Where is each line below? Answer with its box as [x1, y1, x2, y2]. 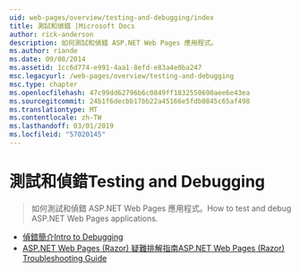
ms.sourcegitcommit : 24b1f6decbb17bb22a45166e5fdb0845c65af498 [9, 96, 251, 106]
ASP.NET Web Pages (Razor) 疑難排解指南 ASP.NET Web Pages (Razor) [21, 242, 285, 253]
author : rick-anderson [9, 30, 94, 39]
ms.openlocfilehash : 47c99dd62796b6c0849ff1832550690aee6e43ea [9, 88, 251, 97]
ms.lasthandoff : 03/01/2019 [9, 122, 115, 131]
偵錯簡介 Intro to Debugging [21, 231, 124, 242]
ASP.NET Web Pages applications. [30, 213, 159, 224]
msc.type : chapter [9, 80, 78, 89]
